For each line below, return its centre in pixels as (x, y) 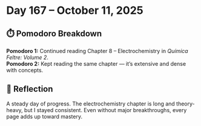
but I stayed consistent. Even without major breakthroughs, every (105, 110)
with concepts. (25, 70)
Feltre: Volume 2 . (27, 57)
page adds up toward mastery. (44, 116)
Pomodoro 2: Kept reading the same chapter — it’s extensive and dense (96, 64)
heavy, (15, 110)
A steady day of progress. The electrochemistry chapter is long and (91, 104)
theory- (186, 104)
